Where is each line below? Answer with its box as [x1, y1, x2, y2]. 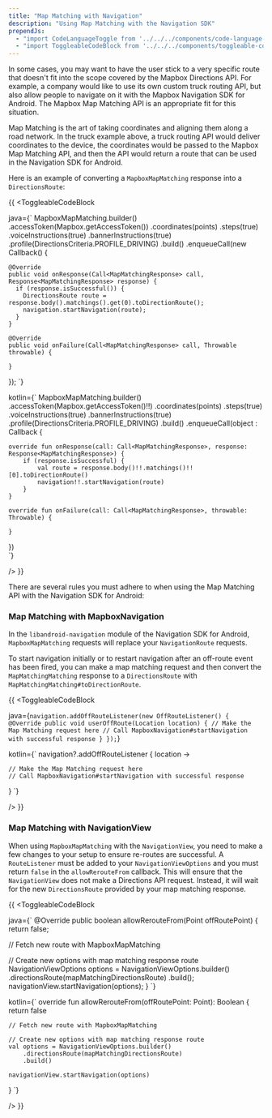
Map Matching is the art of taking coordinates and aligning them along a [8, 123, 249, 133]
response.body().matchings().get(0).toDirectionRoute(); [8, 299, 205, 307]
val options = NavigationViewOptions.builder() [8, 1043, 172, 1051]
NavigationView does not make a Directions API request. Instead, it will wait [8, 875, 259, 885]
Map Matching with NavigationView [8, 822, 152, 833]
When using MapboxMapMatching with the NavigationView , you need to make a [8, 841, 263, 850]
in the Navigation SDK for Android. [8, 157, 123, 167]
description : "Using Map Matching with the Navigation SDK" [8, 19, 216, 28]
